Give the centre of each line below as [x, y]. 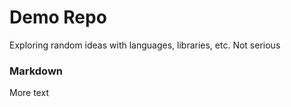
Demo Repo [58, 17]
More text [29, 93]
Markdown [36, 71]
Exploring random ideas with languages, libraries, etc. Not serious [145, 45]
